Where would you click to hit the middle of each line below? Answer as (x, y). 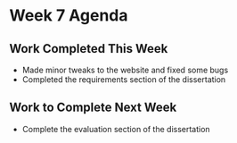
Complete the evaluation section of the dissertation (116, 129)
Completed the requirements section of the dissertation (124, 80)
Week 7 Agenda (69, 16)
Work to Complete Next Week (93, 108)
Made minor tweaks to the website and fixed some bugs (125, 70)
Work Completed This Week (89, 49)
